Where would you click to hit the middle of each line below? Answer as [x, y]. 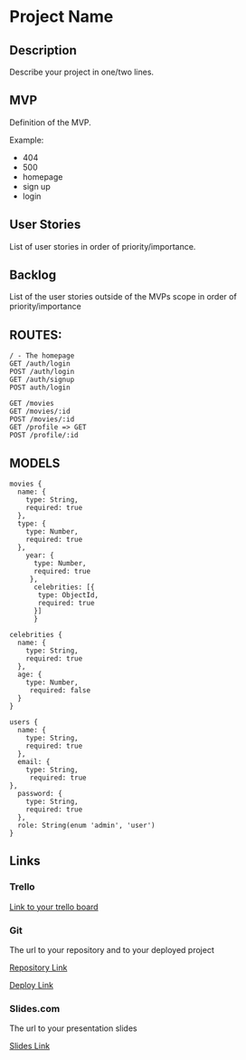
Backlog [33, 275]
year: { [40, 555]
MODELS [35, 463]
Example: [27, 140]
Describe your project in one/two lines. [82, 72]
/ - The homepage [42, 356]
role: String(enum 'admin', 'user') [86, 826]
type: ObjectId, [68, 595]
